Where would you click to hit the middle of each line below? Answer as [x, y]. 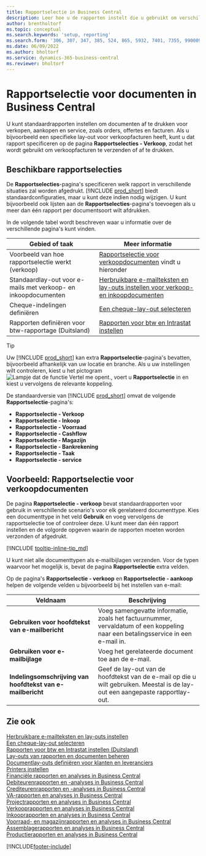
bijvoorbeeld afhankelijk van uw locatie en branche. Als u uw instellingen [98, 364]
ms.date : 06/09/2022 [33, 47]
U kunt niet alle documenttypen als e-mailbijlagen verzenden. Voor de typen [103, 560]
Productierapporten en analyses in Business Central [72, 834]
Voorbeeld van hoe [37, 255]
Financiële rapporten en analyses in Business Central [74, 775]
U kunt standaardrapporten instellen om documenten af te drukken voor [97, 124]
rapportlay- [174, 692]
